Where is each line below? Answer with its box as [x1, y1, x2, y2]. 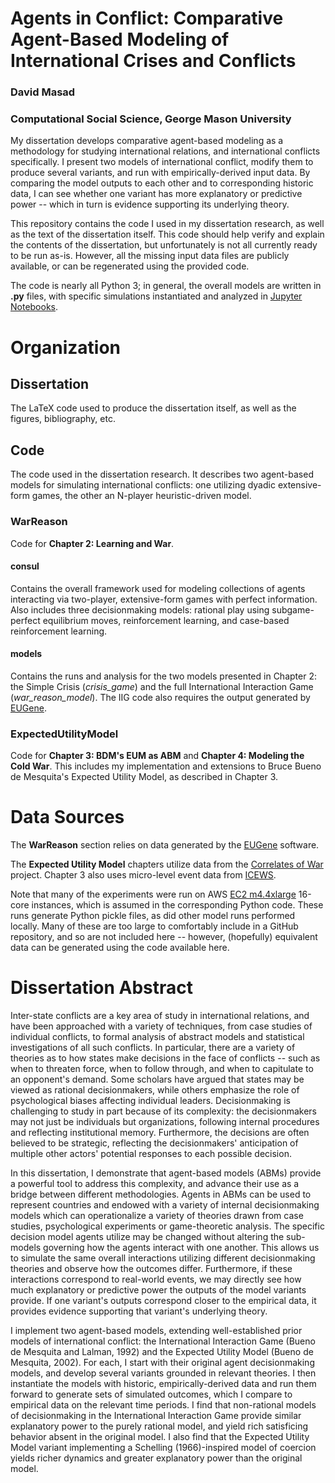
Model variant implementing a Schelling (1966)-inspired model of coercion [10, 1442, 317, 1454]
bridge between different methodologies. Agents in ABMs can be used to [10, 1188, 312, 1201]
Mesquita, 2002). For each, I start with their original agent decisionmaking [10, 1357, 315, 1369]
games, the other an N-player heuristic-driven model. [31, 490, 252, 502]
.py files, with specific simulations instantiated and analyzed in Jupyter [10, 290, 303, 302]
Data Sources [10, 806, 125, 829]
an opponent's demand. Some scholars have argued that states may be [10, 1073, 305, 1086]
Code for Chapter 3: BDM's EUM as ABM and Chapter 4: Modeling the [10, 750, 305, 762]
